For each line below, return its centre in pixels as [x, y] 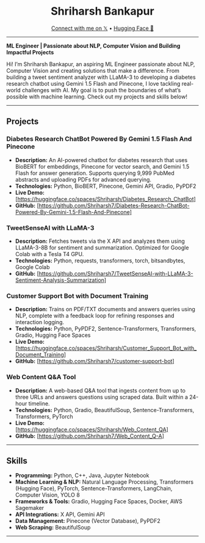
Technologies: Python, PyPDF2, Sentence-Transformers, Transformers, [106, 329]
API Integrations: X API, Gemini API [60, 514]
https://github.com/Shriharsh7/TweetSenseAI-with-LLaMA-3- [116, 273]
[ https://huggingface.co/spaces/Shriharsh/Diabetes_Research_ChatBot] [106, 199]
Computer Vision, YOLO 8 [48, 495]
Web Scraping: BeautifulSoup [53, 528]
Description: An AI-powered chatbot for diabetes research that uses [101, 160]
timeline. [39, 403]
